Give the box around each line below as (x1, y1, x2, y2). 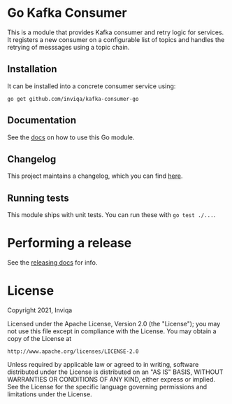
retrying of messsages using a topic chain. (7, 43, 130, 51)
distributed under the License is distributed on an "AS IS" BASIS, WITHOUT (7, 368, 224, 376)
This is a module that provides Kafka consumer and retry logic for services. (7, 28, 224, 36)
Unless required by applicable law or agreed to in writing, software (7, 361, 199, 369)
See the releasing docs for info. (7, 258, 98, 267)
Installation (7, 63, 57, 75)
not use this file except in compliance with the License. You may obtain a (7, 327, 217, 335)
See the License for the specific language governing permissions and (7, 383, 208, 391)
